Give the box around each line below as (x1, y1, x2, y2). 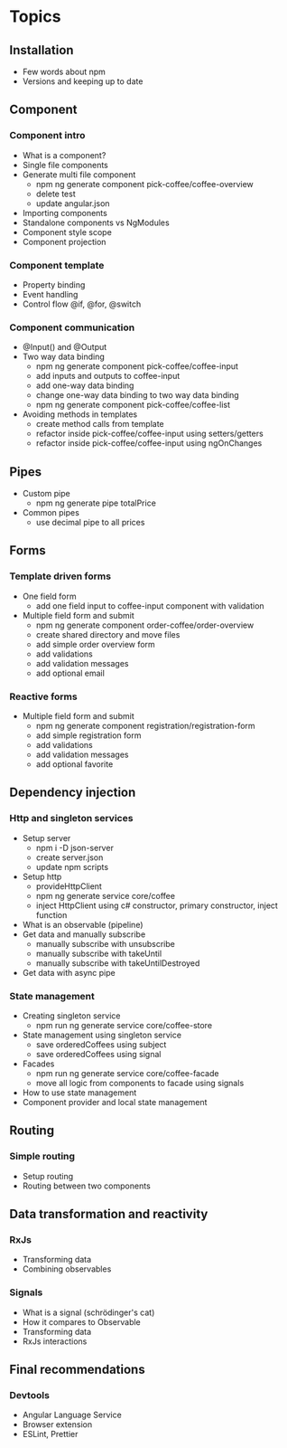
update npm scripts (35, 861, 109, 872)
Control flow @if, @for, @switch (22, 298, 142, 309)
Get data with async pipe (22, 967, 116, 978)
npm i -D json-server (35, 842, 115, 853)
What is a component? (22, 149, 106, 160)
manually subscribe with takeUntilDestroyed (35, 957, 200, 969)
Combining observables (22, 1263, 112, 1274)
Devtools (9, 1389, 50, 1402)
